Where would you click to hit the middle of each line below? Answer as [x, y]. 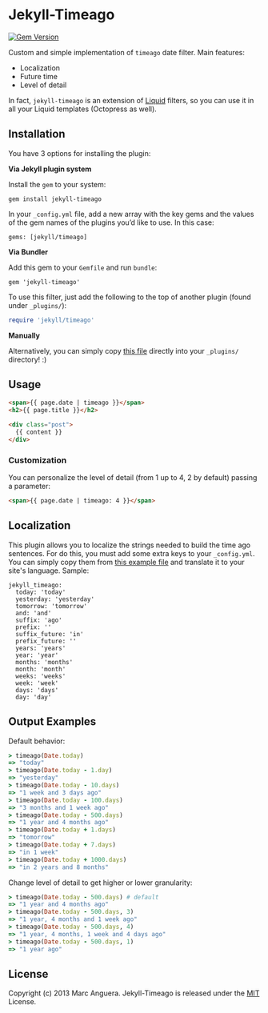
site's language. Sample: [49, 571]
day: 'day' [34, 697]
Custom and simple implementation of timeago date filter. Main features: [127, 52]
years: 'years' [41, 648]
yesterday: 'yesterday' [55, 599]
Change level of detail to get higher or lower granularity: [100, 883]
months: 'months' [44, 662]
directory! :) [28, 359]
